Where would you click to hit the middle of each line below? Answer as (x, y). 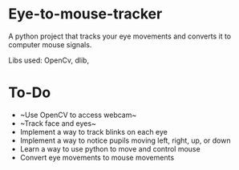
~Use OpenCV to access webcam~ (78, 115)
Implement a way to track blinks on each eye (94, 132)
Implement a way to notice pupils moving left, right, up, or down (125, 140)
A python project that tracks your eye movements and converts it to (119, 36)
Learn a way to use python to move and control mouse (110, 148)
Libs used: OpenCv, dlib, (49, 60)
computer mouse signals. (50, 44)
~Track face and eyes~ (58, 123)
